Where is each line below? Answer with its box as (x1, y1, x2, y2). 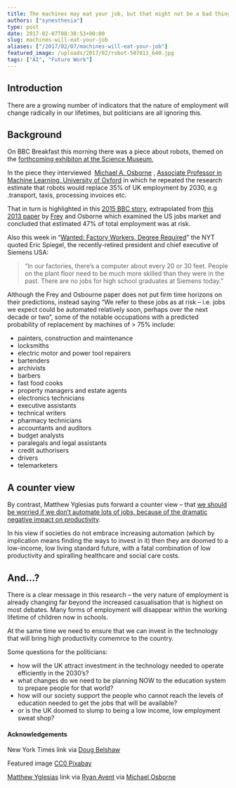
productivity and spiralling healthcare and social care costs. (7, 551, 181, 560)
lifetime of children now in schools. (7, 613, 109, 621)
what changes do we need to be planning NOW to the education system (17, 677, 226, 684)
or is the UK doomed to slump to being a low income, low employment (17, 706, 221, 715)
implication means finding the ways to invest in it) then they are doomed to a (7, 537, 228, 545)
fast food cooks (17, 379, 63, 387)
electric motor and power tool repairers (17, 349, 131, 358)
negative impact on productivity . (7, 515, 101, 524)
